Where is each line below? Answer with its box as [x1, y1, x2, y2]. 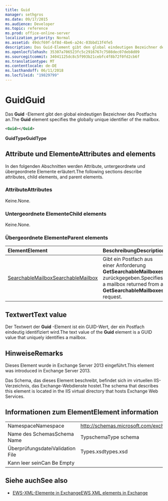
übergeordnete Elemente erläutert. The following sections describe [5, 168, 142, 174]
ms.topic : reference [5, 26, 48, 31]
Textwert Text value [5, 310, 67, 319]
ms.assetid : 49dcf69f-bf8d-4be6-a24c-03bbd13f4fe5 [5, 40, 113, 45]
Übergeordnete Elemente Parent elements [5, 234, 108, 241]
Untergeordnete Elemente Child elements [5, 210, 106, 217]
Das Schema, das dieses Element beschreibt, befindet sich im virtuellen [5, 377, 153, 383]
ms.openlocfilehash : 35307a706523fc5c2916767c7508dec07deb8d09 [5, 49, 140, 54]
